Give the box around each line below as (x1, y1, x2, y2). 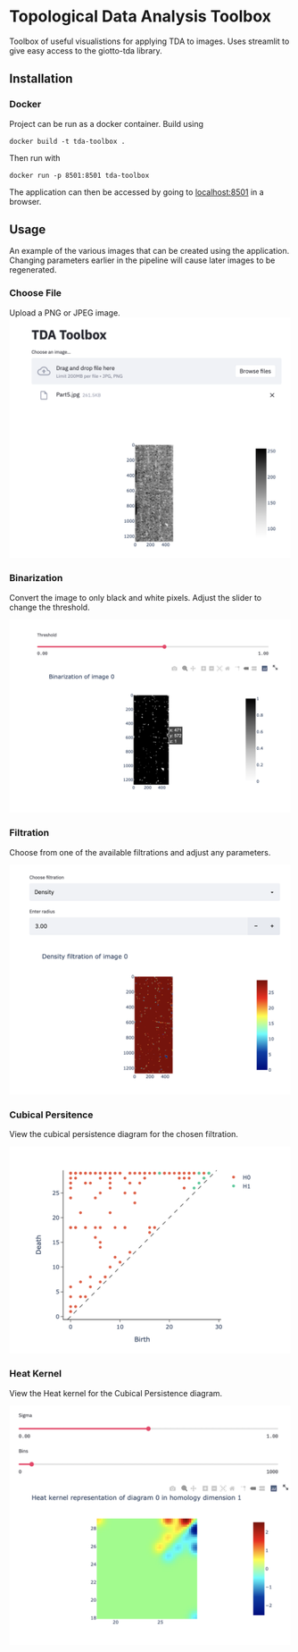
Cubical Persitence (9, 1108, 94, 1121)
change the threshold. (9, 602, 91, 612)
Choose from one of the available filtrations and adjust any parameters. (9, 847, 271, 857)
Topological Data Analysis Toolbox (9, 6, 272, 27)
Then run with (9, 152, 61, 163)
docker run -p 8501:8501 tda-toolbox (9, 171, 150, 180)
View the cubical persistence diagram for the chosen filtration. (9, 1129, 239, 1140)
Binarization (9, 572, 63, 585)
